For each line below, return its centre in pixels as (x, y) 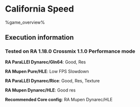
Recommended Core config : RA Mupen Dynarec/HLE (59, 99)
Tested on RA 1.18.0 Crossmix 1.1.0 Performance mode (70, 51)
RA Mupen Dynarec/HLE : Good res (40, 90)
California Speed (40, 9)
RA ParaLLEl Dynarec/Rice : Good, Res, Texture (52, 80)
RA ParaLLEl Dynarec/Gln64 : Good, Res (45, 62)
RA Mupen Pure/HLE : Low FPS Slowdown (47, 71)
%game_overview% (25, 22)
